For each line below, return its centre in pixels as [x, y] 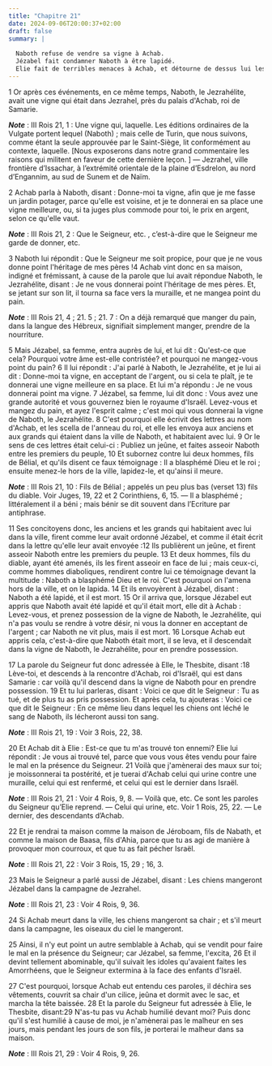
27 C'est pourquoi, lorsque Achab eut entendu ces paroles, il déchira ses [130, 986]
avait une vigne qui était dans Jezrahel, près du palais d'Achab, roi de [124, 100]
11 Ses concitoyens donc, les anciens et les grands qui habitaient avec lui [130, 528]
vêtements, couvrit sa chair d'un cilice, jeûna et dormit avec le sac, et [124, 995]
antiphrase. [27, 512]
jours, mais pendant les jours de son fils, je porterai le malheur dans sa [126, 1029]
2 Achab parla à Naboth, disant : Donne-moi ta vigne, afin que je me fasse [132, 192]
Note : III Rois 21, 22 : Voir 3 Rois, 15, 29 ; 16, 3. [86, 864]
